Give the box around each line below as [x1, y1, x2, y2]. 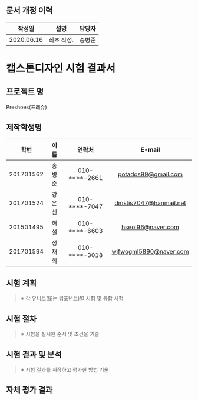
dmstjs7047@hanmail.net [114, 199, 187, 207]
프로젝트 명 [6, 87, 44, 97]
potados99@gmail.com [117, 170, 183, 178]
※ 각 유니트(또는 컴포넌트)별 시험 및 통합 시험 [20, 295, 124, 302]
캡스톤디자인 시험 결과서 [6, 62, 116, 75]
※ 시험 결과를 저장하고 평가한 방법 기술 [20, 366, 109, 374]
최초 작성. [48, 36, 74, 44]
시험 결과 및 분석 [6, 349, 62, 359]
